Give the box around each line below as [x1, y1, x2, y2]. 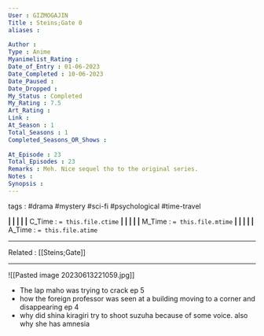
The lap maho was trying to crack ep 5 [19, 285, 145, 295]
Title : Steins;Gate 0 [8, 19, 82, 27]
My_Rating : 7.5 [8, 99, 61, 107]
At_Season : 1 [8, 121, 55, 129]
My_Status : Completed [8, 92, 82, 100]
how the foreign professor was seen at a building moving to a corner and [19, 294, 255, 303]
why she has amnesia [19, 319, 90, 328]
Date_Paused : [8, 77, 55, 85]
